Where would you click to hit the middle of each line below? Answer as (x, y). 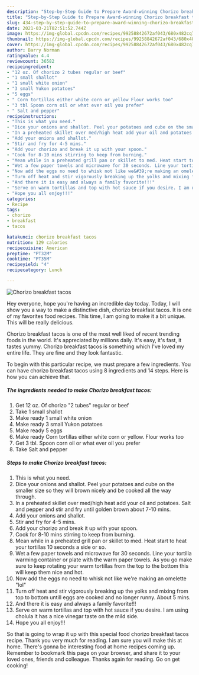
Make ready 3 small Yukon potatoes (59, 424)
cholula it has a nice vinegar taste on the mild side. (77, 616)
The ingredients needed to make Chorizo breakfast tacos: (79, 390)
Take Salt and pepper (41, 449)
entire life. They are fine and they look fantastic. (65, 352)
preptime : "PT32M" (29, 253)
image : (15, 34)
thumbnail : (20, 39)
